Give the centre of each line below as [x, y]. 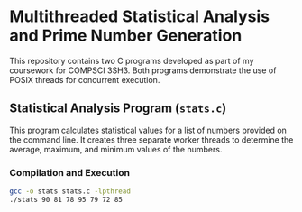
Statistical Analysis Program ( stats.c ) [118, 109]
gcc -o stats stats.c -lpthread [70, 191]
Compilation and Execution [70, 172]
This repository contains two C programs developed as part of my [132, 60]
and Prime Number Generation [126, 36]
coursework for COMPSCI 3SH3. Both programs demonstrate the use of [143, 70]
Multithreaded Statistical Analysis [140, 17]
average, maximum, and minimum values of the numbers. [116, 149]
